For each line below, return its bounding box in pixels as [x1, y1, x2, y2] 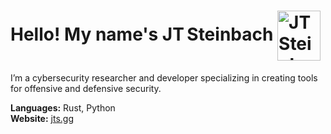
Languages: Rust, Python [10, 101, 116, 114]
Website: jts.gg [10, 112, 75, 124]
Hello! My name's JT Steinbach [10, 23, 274, 45]
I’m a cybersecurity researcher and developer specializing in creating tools [10, 71, 318, 84]
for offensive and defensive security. [10, 82, 162, 94]
